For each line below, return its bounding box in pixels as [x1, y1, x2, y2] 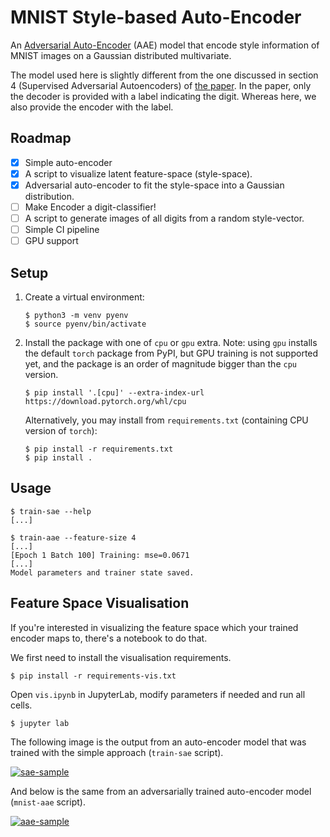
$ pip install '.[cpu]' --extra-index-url [24, 388, 205, 398]
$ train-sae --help [10, 506, 92, 516]
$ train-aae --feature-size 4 [10, 532, 137, 543]
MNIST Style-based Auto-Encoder [10, 6, 302, 29]
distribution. [24, 190, 75, 202]
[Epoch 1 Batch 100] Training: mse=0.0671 [10, 550, 190, 560]
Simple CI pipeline [24, 224, 100, 236]
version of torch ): [24, 425, 98, 436]
